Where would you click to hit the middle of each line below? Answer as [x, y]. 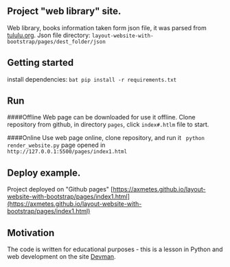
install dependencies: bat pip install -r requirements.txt [92, 79]
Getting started [41, 63]
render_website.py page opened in [56, 145]
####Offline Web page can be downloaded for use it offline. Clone [101, 117]
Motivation [31, 233]
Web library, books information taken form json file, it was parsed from [107, 27]
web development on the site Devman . [61, 257]
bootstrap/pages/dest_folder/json [57, 42]
